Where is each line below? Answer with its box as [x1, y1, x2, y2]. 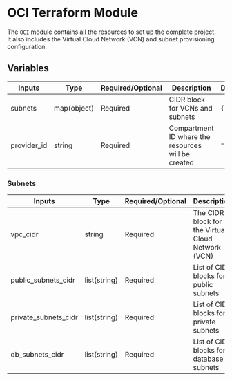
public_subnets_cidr [10, 275, 76, 285]
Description [171, 83, 211, 93]
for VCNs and [168, 103, 213, 113]
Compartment [168, 123, 214, 133]
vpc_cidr [10, 230, 39, 239]
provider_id [10, 140, 48, 150]
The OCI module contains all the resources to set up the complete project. [7, 28, 216, 36]
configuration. [7, 42, 47, 50]
